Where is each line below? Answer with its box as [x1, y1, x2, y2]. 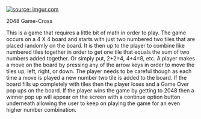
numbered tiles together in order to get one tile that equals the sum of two [6, 48, 190, 56]
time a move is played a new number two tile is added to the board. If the [6, 74, 187, 81]
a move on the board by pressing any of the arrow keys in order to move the [6, 61, 195, 68]
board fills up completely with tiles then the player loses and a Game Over [6, 80, 190, 88]
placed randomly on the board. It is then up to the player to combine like [6, 42, 185, 49]
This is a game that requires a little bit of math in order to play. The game [6, 29, 187, 36]
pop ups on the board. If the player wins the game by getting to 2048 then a [6, 87, 194, 94]
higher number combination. [6, 106, 77, 113]
